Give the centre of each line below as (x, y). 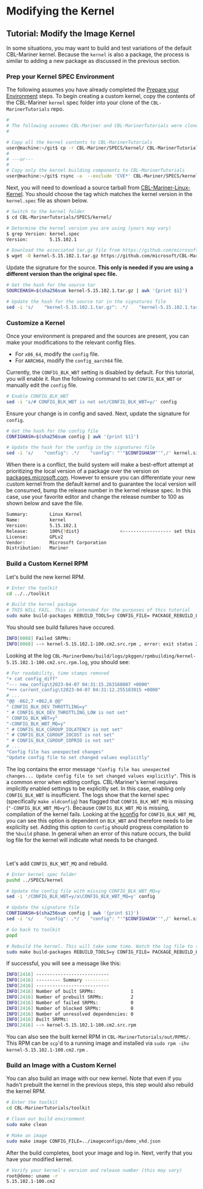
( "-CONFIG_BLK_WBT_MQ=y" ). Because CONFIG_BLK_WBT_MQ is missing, (88, 808)
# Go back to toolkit (34, 930)
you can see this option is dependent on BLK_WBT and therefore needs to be (99, 820)
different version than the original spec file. (62, 274)
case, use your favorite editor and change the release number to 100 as (95, 497)
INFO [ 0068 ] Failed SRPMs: (39, 639)
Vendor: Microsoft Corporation (56, 542)
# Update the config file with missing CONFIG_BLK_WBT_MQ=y (84, 891)
